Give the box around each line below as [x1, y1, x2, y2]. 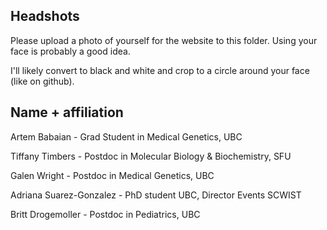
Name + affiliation [10, 104, 124, 121]
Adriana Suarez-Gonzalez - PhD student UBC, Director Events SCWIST [10, 189, 302, 201]
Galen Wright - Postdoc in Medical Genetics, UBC [10, 169, 215, 181]
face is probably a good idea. [10, 45, 131, 57]
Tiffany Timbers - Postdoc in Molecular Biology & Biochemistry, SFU [10, 150, 292, 162]
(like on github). [10, 75, 75, 87]
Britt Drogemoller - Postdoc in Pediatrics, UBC [10, 208, 201, 220]
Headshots [10, 8, 80, 25]
